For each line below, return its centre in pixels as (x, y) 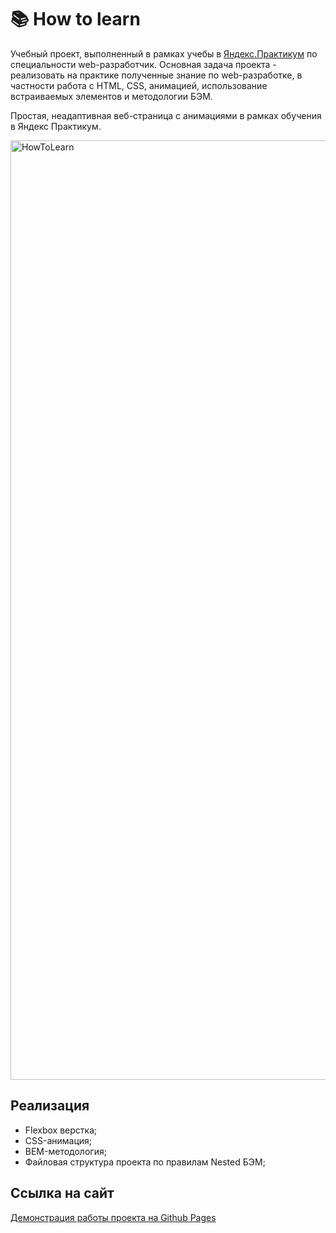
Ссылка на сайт (62, 1193)
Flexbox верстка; (61, 1130)
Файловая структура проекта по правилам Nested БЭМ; (145, 1162)
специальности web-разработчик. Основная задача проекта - (143, 64)
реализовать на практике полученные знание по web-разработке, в (156, 75)
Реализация (50, 1106)
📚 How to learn (75, 19)
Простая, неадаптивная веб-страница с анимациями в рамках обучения (166, 115)
